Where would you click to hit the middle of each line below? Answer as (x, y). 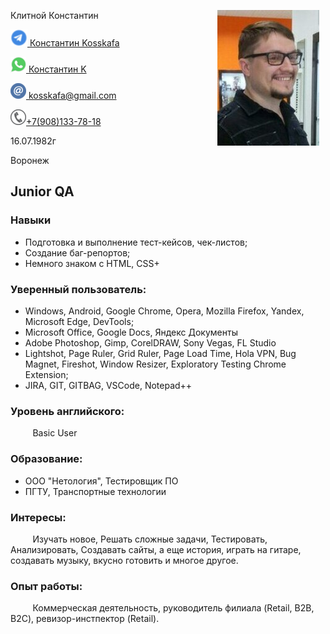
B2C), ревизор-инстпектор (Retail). (85, 619)
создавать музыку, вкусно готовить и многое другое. (124, 560)
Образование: (46, 459)
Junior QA (42, 191)
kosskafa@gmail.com (72, 95)
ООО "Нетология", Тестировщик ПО (101, 481)
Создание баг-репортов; (77, 252)
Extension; (46, 374)
